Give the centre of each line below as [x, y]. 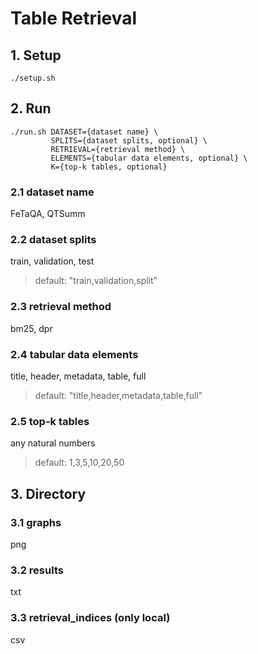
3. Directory [48, 493]
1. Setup [36, 55]
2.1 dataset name [52, 192]
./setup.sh [33, 78]
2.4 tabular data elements [74, 354]
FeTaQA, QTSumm [48, 214]
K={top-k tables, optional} [109, 167]
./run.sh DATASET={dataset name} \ [84, 132]
